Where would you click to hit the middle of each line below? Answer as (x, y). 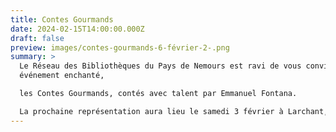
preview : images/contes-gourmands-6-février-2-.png (120, 47)
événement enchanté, (62, 76)
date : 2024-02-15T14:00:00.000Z (77, 29)
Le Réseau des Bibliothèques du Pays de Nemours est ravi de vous (160, 66)
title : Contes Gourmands (62, 19)
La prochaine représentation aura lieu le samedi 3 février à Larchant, (174, 111)
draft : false (37, 38)
